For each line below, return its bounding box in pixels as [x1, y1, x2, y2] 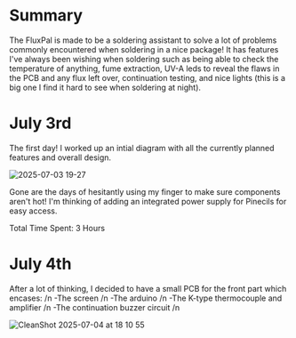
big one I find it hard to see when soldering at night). [9, 82, 202, 93]
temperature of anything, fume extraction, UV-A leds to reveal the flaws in [9, 63, 280, 74]
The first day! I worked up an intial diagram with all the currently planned [9, 142, 275, 153]
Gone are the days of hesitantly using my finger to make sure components [9, 186, 281, 197]
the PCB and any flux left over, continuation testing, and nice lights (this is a [9, 72, 286, 83]
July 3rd [9, 113, 72, 133]
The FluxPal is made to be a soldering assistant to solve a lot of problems [9, 35, 277, 45]
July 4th [9, 254, 72, 274]
